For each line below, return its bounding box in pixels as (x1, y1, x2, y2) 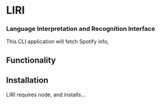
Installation (6, 75, 49, 86)
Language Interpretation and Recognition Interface (6, 25, 156, 33)
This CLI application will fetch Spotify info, (6, 38, 110, 45)
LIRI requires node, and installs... (6, 91, 86, 98)
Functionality (6, 55, 56, 65)
